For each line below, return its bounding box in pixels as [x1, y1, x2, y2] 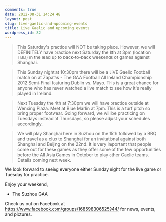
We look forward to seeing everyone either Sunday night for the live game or [5, 166, 162, 172]
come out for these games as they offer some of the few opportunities [17, 147, 161, 152]
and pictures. [5, 211, 32, 217]
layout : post [5, 16, 32, 21]
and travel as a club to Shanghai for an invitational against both [17, 136, 146, 142]
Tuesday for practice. [5, 172, 49, 177]
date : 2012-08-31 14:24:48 [5, 12, 61, 17]
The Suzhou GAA [12, 191, 48, 197]
